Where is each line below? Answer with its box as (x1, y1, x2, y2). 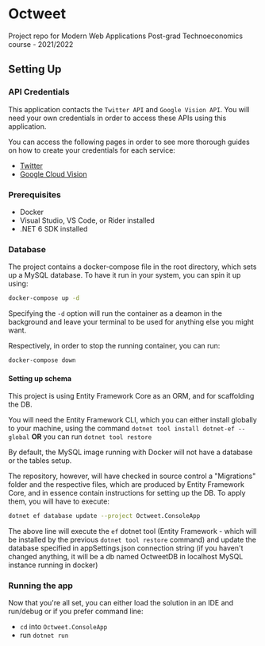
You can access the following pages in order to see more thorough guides (8, 137, 250, 146)
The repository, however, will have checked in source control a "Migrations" (8, 471, 256, 481)
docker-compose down (8, 356, 77, 364)
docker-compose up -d (8, 294, 80, 302)
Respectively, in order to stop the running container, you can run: (8, 341, 221, 351)
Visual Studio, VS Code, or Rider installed (19, 216, 155, 225)
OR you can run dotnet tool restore (31, 432, 152, 442)
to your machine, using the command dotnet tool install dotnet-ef (8, 423, 236, 434)
